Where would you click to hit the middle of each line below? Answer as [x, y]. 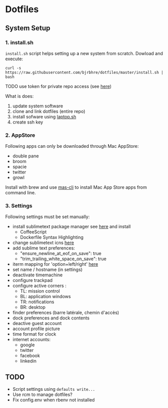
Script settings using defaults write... [54, 389]
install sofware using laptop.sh [44, 116]
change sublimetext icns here [43, 243]
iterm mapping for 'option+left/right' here [55, 264]
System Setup [28, 28]
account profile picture [36, 329]
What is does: [19, 96]
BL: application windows [45, 297]
